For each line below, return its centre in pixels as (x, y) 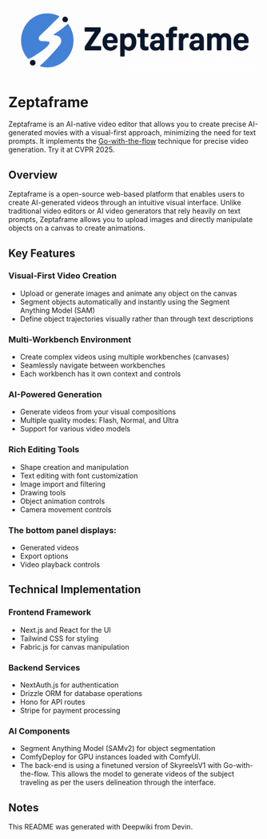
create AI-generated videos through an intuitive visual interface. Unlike (125, 203)
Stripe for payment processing (70, 710)
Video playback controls (60, 565)
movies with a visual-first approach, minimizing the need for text (150, 133)
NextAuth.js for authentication (69, 685)
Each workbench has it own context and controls (100, 374)
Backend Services (44, 667)
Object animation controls (62, 501)
